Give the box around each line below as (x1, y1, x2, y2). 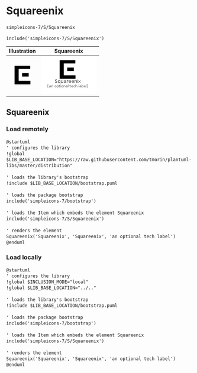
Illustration (8, 47, 37, 54)
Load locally (6, 253, 42, 261)
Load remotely (6, 125, 49, 133)
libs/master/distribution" (6, 163, 73, 168)
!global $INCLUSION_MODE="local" (6, 279, 89, 285)
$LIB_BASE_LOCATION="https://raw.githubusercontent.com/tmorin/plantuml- (6, 157, 192, 163)
